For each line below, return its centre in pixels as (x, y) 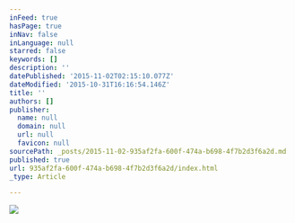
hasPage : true (36, 26)
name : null (38, 118)
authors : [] (31, 101)
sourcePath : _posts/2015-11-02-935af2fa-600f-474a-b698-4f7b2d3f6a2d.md (148, 151)
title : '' (28, 93)
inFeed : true (34, 18)
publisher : (30, 110)
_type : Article (38, 176)
